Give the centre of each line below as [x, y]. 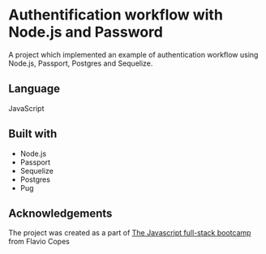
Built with [33, 134]
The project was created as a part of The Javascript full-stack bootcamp [130, 233]
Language [34, 89]
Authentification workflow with [116, 15]
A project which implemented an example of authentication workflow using [133, 54]
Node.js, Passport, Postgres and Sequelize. [81, 63]
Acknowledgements [60, 213]
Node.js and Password [86, 32]
